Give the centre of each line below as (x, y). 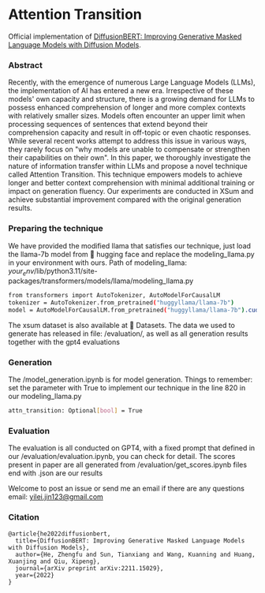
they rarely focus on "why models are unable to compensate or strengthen (129, 149)
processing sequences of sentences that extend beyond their (108, 125)
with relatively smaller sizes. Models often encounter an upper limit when (127, 116)
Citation (24, 517)
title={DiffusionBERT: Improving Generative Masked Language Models (130, 541)
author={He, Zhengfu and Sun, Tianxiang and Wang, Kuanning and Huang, (136, 554)
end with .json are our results (56, 473)
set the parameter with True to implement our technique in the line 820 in (127, 388)
